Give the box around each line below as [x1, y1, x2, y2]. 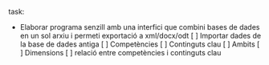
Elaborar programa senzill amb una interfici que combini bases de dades [19, 22, 260, 31]
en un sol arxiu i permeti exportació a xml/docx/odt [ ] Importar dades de [19, 31, 262, 40]
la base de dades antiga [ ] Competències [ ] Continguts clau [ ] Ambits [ [19, 39, 260, 49]
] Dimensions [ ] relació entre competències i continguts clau [19, 48, 222, 57]
